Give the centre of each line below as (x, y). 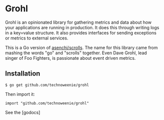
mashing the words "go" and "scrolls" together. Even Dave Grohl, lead (76, 53)
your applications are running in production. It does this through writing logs (82, 27)
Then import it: (20, 94)
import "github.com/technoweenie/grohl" (47, 103)
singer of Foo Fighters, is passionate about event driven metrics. (70, 58)
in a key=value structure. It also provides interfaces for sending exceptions (81, 33)
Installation (23, 74)
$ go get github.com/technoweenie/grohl (47, 85)
